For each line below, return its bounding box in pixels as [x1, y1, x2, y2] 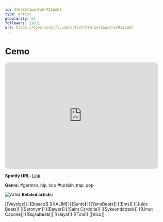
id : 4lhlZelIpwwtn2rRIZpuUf [5, 7, 62, 12]
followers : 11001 [5, 20, 40, 26]
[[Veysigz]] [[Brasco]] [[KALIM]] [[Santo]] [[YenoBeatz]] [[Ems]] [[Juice [5, 201, 148, 207]
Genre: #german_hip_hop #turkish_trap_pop [5, 182, 94, 188]
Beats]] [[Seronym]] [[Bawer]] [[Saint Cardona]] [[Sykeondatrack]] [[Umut [5, 206, 153, 212]
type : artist [5, 12, 32, 16]
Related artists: [21, 192, 53, 198]
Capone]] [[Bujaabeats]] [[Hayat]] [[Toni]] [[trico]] [5, 211, 105, 217]
